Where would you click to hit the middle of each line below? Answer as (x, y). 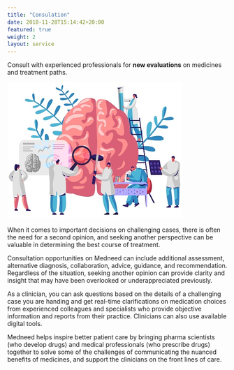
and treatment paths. (37, 73)
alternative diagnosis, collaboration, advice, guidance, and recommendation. (117, 266)
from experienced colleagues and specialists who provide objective (104, 309)
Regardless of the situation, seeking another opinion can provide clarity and (116, 273)
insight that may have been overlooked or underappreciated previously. (110, 281)
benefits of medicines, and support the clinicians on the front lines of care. (115, 360)
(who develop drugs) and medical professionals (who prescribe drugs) (109, 345)
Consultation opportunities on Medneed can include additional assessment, (116, 258)
